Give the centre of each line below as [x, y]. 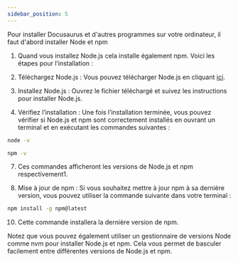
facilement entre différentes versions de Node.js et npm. [90, 251]
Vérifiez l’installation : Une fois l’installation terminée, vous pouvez [114, 112]
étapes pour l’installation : [55, 63]
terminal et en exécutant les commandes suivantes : [94, 127]
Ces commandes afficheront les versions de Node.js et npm [105, 167]
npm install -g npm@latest [47, 209]
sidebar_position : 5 [38, 14]
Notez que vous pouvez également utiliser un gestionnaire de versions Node [119, 236]
